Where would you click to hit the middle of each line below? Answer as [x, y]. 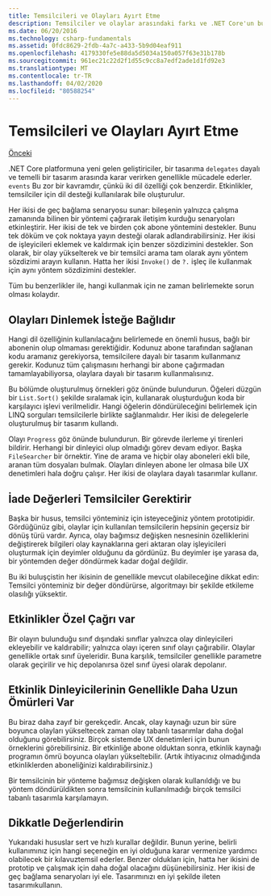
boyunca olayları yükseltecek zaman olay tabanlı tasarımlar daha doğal [126, 731]
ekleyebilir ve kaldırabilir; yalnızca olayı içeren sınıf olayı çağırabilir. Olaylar [132, 647]
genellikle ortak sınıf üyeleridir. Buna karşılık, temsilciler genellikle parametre [135, 655]
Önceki [20, 153]
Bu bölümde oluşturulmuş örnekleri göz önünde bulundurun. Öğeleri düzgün [135, 389]
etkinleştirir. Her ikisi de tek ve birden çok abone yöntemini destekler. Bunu [132, 228]
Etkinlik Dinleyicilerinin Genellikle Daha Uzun [123, 690]
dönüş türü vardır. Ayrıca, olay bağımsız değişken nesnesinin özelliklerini [129, 535]
